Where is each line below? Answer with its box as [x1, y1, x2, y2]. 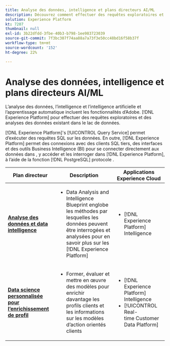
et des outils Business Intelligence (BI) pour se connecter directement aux [5, 146, 159, 152]
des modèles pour [66, 283, 110, 290]
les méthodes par [66, 207, 108, 215]
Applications [123, 168, 155, 176]
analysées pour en [66, 233, 110, 240]
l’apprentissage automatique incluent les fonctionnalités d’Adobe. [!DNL [5, 109, 154, 115]
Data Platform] [123, 321, 159, 328]
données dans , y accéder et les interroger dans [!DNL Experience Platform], [5, 151, 165, 157]
